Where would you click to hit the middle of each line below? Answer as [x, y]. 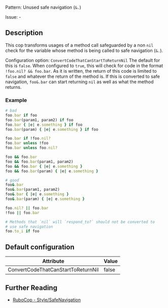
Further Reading [31, 288]
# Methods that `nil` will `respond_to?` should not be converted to [80, 222]
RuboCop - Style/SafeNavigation [47, 299]
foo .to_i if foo [22, 231]
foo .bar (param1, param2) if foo [39, 120]
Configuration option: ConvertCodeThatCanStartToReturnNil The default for [83, 60]
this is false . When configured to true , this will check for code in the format [84, 66]
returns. [13, 87]
